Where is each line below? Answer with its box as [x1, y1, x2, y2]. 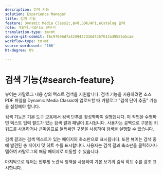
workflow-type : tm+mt [5, 39, 49, 44]
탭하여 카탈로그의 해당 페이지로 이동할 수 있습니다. [5, 149, 100, 155]
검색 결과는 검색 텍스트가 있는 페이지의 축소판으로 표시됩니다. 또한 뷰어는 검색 [5, 137, 152, 142]
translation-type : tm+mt [5, 30, 55, 35]
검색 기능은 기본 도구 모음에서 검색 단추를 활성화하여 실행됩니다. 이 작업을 [5, 114, 144, 120]
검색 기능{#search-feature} [5, 74, 115, 86]
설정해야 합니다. [10, 104, 40, 109]
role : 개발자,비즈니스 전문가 [5, 25, 56, 30]
